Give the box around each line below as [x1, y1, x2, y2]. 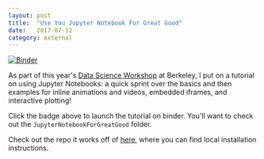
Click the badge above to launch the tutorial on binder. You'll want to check [8, 112, 254, 121]
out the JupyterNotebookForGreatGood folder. [8, 119, 152, 129]
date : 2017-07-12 [8, 26, 73, 34]
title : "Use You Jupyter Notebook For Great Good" [8, 19, 182, 27]
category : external [8, 33, 73, 42]
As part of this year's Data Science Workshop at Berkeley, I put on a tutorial [8, 70, 255, 80]
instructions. [8, 143, 49, 153]
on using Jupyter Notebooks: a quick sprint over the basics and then [8, 79, 232, 89]
